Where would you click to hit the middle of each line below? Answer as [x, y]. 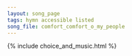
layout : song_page [34, 13]
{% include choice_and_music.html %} [62, 46]
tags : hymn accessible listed [51, 20]
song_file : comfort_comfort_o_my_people [66, 26]
